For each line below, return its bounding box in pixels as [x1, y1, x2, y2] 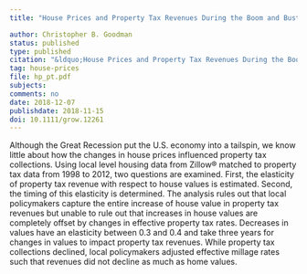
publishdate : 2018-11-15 [9, 106, 104, 115]
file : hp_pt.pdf [9, 72, 71, 82]
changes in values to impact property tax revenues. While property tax [9, 237, 276, 248]
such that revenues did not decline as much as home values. [9, 257, 238, 268]
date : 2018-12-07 [9, 98, 76, 107]
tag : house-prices [9, 64, 79, 73]
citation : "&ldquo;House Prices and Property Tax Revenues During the [9, 56, 284, 65]
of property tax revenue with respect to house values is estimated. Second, [9, 179, 293, 190]
